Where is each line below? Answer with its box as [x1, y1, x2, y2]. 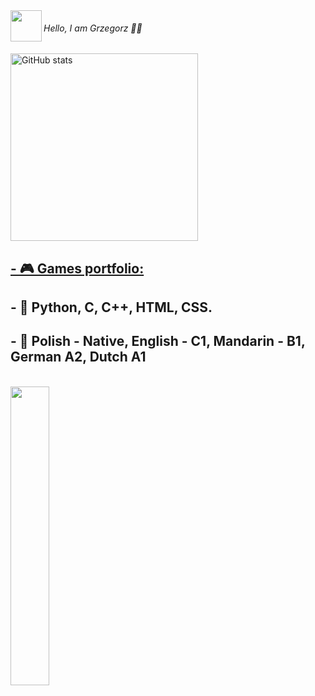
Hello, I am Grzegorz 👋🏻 [43, 22, 143, 34]
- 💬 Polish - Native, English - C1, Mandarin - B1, [10, 333, 306, 350]
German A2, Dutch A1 [10, 349, 147, 366]
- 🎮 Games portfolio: [10, 260, 145, 277]
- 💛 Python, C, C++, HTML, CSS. [10, 299, 213, 316]
